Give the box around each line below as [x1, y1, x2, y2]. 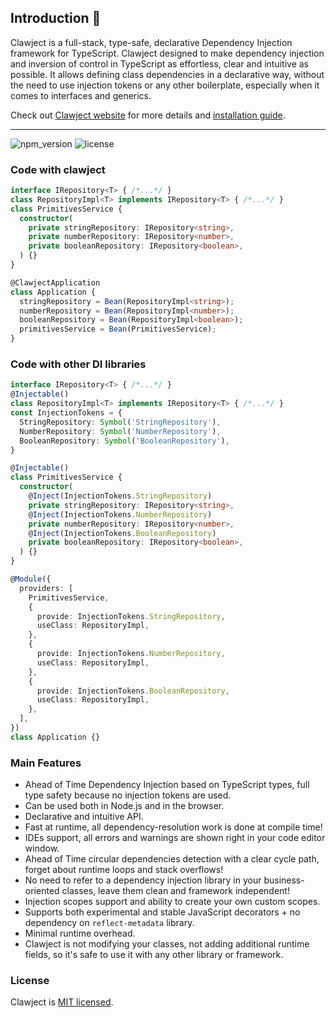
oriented [24, 885, 60, 897]
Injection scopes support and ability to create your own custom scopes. [24, 896, 321, 908]
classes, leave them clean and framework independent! [61, 885, 290, 897]
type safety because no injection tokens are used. [24, 789, 232, 801]
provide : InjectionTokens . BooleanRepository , [36, 686, 230, 696]
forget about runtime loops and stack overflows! [24, 864, 224, 876]
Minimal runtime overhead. [24, 927, 136, 940]
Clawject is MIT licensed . [10, 996, 114, 1008]
